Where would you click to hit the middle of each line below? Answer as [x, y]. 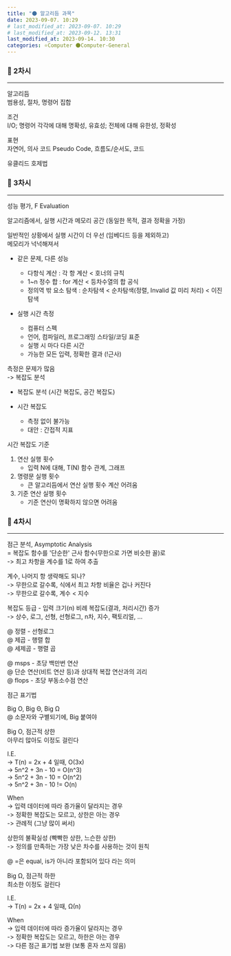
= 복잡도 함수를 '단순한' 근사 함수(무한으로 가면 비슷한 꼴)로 [87, 552]
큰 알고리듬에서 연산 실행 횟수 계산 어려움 [82, 485]
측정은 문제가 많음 [31, 368]
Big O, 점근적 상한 [31, 731]
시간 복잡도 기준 [29, 444]
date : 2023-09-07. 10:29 [43, 20]
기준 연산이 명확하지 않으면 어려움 [73, 502]
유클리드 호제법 [27, 163]
